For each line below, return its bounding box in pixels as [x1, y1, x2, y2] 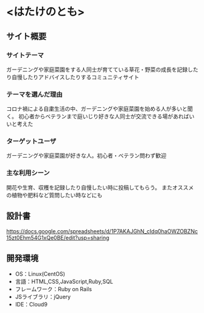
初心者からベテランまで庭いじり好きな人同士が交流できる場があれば [18, 113, 189, 120]
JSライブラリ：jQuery [15, 293, 71, 301]
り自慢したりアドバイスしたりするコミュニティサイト [6, 73, 139, 80]
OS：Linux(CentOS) [15, 270, 66, 278]
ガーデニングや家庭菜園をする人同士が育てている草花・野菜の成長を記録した [6, 66, 199, 73]
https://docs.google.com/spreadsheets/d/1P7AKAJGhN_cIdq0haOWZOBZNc [6, 227, 198, 234]
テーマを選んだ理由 [6, 90, 63, 99]
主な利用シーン [6, 169, 50, 177]
